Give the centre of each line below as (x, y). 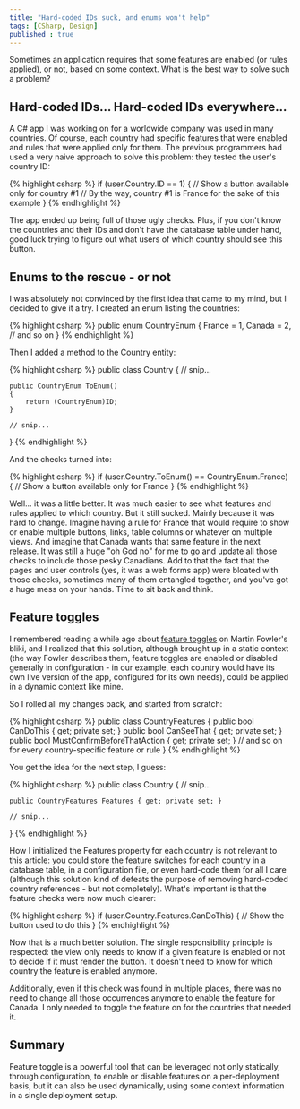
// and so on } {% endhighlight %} (72, 335)
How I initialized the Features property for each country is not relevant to (143, 850)
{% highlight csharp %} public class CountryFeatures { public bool (132, 721)
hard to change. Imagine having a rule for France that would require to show (150, 522)
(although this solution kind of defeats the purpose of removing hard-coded (149, 879)
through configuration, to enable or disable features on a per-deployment (144, 1076)
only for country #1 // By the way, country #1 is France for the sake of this (145, 193)
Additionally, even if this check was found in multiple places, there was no (146, 988)
